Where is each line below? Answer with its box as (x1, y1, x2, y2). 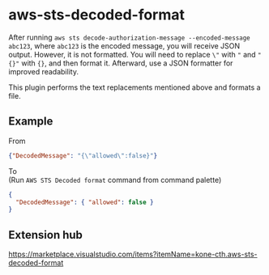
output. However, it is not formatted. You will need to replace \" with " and (8, 49, 257, 59)
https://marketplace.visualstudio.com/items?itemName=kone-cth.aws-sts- (8, 249, 258, 260)
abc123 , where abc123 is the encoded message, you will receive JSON (8, 40, 241, 50)
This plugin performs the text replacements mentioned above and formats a (8, 82, 261, 92)
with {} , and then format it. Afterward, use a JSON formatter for (21, 58, 233, 68)
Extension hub (8, 228, 83, 242)
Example (8, 115, 53, 129)
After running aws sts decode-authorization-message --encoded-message (8, 32, 251, 42)
